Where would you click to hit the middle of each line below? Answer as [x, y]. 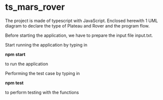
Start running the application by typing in [46, 45]
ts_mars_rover [35, 7]
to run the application [26, 64]
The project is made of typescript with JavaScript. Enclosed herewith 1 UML [81, 21]
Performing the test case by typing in [42, 73]
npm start [15, 54]
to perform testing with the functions [42, 92]
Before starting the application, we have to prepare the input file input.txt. [79, 35]
